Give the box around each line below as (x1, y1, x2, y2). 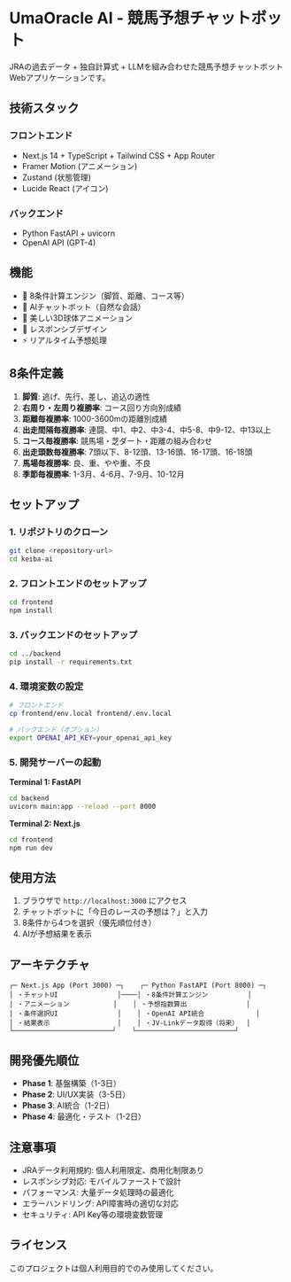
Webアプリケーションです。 (9, 72, 111, 82)
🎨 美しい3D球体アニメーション (21, 312, 134, 323)
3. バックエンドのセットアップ (9, 628, 138, 641)
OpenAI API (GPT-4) (21, 237, 96, 248)
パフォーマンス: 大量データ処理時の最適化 (21, 1186, 174, 1197)
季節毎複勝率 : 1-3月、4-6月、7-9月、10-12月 (21, 469, 185, 479)
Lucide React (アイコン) (21, 183, 109, 193)
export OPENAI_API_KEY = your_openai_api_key (9, 734, 172, 742)
